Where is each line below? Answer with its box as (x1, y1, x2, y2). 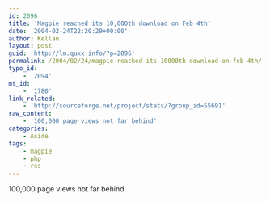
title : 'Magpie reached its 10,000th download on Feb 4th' (8, 19, 212, 27)
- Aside (23, 132, 49, 140)
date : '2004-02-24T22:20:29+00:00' (8, 27, 129, 35)
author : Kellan (8, 34, 60, 43)
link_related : (8, 95, 57, 103)
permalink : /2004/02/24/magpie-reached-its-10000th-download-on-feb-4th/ (8, 57, 263, 65)
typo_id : (8, 65, 38, 73)
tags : (8, 139, 27, 148)
